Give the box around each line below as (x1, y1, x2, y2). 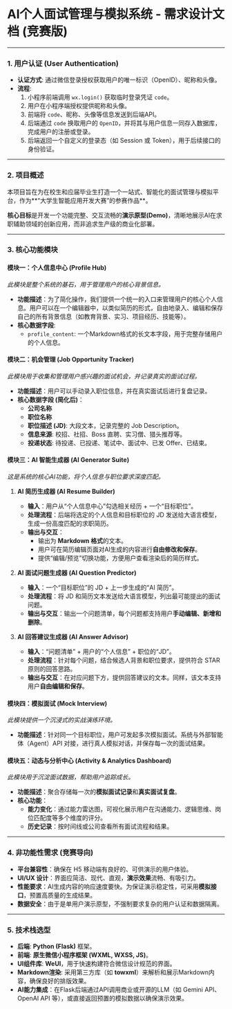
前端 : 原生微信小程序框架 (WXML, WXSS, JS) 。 (17, 951, 152, 959)
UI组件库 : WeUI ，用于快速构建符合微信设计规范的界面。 (17, 960, 176, 968)
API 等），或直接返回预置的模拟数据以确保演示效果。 (40, 994, 188, 1003)
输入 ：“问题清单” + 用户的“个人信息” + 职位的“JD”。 (27, 648, 175, 656)
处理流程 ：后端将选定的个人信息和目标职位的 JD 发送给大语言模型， (27, 510, 221, 519)
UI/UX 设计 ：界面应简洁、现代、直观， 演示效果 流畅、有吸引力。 (17, 873, 200, 882)
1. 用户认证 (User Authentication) (7, 58, 119, 68)
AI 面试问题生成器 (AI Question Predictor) (17, 569, 137, 577)
